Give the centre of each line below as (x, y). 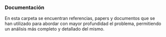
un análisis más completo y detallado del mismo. (54, 29)
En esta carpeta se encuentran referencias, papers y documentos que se (80, 18)
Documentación (24, 7)
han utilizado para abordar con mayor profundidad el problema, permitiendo (83, 23)
